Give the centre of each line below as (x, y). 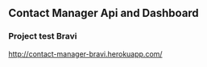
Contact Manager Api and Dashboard (103, 13)
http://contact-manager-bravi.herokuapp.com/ (85, 54)
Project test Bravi (43, 36)
